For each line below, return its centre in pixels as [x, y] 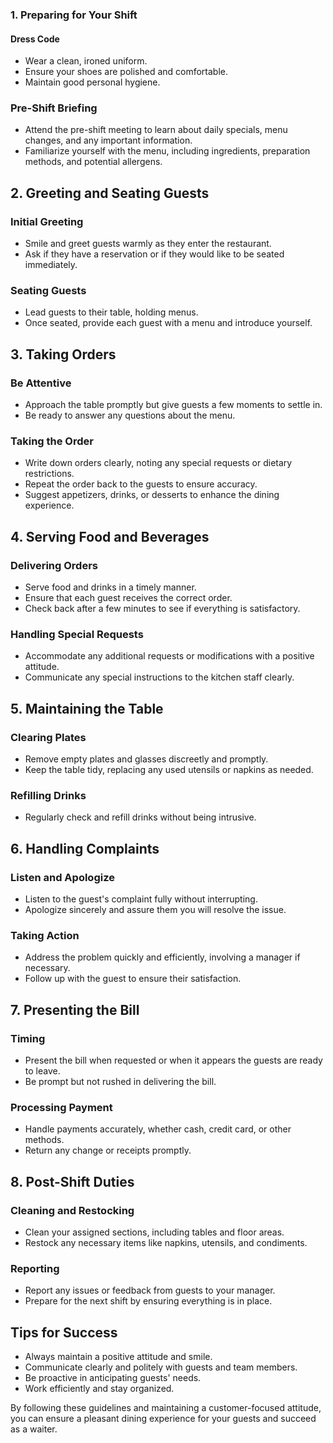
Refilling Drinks [48, 795]
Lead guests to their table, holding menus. [111, 312]
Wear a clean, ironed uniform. [86, 61]
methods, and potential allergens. [93, 162]
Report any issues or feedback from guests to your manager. [150, 1290]
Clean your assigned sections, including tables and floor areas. [154, 1232]
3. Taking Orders [63, 354]
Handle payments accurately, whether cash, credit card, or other [158, 1129]
